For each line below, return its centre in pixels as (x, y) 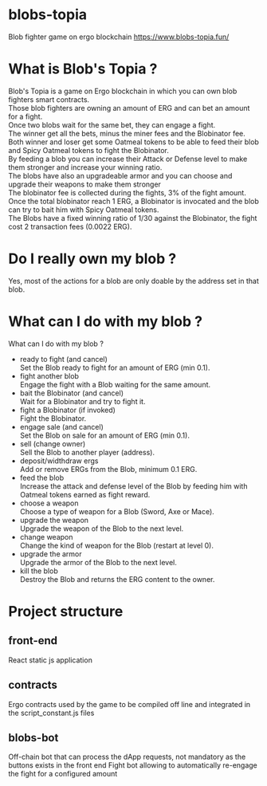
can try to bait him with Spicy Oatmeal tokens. (84, 210)
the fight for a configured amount (63, 774)
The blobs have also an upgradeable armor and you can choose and (120, 175)
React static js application (51, 660)
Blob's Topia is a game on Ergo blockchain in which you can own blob (123, 91)
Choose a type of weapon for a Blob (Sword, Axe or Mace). (117, 511)
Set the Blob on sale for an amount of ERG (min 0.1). (104, 435)
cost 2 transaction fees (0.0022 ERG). (70, 226)
